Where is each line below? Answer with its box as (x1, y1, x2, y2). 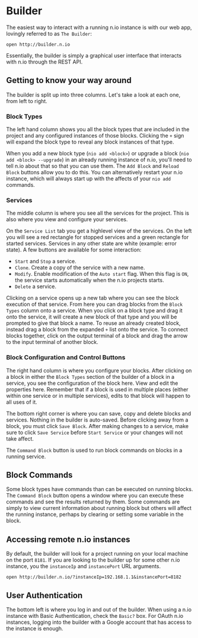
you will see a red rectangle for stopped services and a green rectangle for (6, 234, 189, 241)
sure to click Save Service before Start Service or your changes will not (6, 429, 183, 436)
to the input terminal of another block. (6, 339, 99, 346)
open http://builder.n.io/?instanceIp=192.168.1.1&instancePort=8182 (6, 574, 182, 580)
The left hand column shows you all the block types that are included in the (6, 126, 190, 133)
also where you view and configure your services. (6, 216, 129, 223)
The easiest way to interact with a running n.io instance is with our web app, (6, 24, 192, 31)
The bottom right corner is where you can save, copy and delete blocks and (6, 410, 191, 417)
